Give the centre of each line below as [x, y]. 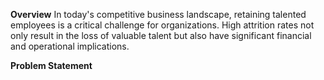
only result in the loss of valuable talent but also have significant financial [161, 35]
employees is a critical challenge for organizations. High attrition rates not [162, 25]
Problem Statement [51, 65]
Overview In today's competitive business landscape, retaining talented [158, 14]
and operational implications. [70, 46]
